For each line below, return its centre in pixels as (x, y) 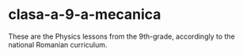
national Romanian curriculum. (58, 44)
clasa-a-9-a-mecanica (85, 15)
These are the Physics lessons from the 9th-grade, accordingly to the (121, 36)
